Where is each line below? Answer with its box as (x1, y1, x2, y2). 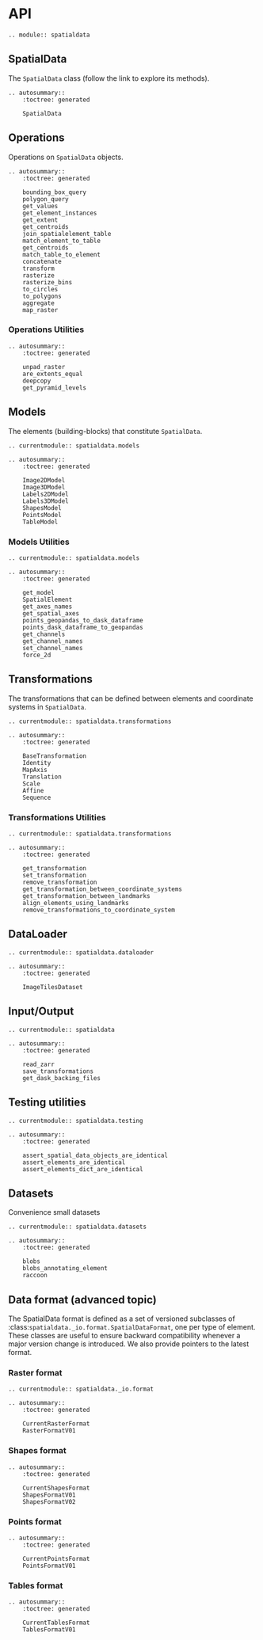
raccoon (22, 1272, 48, 1280)
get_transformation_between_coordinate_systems (22, 885, 182, 893)
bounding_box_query (22, 188, 87, 196)
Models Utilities (8, 536, 70, 547)
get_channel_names (22, 637, 83, 645)
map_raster (22, 306, 59, 314)
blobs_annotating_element (22, 1265, 109, 1273)
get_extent (22, 215, 59, 224)
